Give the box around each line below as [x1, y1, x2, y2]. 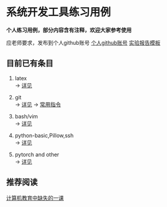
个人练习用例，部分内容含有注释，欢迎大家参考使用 [6, 26, 132, 34]
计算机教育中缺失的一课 [6, 194, 64, 201]
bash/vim [14, 112, 38, 120]
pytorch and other [14, 151, 60, 158]
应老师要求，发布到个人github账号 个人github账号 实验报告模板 [6, 39, 161, 46]
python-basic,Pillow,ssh [14, 132, 74, 139]
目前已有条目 [6, 58, 54, 69]
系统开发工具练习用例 [6, 5, 112, 19]
